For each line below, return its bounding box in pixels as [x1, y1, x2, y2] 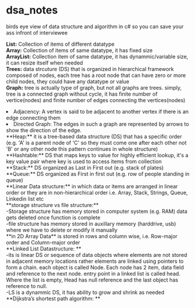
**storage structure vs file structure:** [6, 201, 99, 208]
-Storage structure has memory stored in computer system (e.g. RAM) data [6, 208, 187, 215]
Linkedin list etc [6, 195, 44, 202]
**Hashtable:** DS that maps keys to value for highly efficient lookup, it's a [6, 151, 189, 158]
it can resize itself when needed [6, 59, 83, 66]
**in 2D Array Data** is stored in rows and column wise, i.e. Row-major [6, 232, 177, 239]
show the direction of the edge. [6, 127, 82, 134]
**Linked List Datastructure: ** [6, 245, 81, 252]
